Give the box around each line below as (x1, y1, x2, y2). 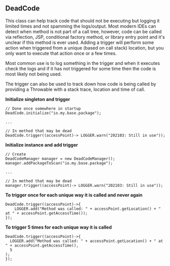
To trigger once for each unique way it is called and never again (5, 191, 143, 198)
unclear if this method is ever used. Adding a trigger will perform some (5, 39, 154, 45)
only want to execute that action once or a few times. (5, 50, 117, 56)
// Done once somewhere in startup (5, 106, 81, 111)
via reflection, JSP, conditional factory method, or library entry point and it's (5, 34, 165, 40)
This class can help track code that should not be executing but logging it (5, 17, 160, 23)
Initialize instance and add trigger (5, 141, 78, 148)
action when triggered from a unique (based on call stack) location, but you (5, 44, 164, 51)
